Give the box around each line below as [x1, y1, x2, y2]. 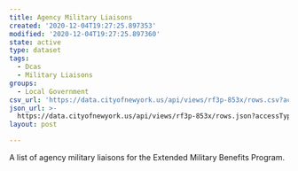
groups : [9, 79, 38, 88]
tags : [9, 54, 29, 63]
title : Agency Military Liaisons [9, 12, 133, 22]
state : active [9, 37, 62, 47]
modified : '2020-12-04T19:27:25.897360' [9, 29, 161, 38]
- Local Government [17, 87, 90, 96]
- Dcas [17, 63, 42, 72]
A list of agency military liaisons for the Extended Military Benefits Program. [9, 152, 286, 162]
